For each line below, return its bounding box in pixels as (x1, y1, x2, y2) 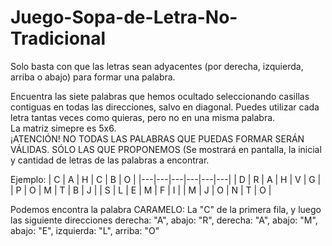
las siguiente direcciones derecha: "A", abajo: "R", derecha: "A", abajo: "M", (10, 214, 318, 226)
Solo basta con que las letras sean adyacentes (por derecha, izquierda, (10, 60, 304, 72)
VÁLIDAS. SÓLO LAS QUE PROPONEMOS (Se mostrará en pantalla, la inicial (10, 143, 322, 155)
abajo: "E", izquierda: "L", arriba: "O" (10, 224, 160, 236)
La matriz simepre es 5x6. (10, 122, 117, 134)
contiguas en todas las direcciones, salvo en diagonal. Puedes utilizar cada (10, 101, 320, 113)
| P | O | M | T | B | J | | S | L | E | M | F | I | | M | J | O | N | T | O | (10, 184, 272, 196)
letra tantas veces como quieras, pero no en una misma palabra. (10, 111, 276, 123)
